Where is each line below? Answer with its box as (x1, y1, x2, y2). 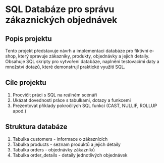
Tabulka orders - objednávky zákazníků (12, 146, 95, 152)
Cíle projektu (5, 78, 46, 87)
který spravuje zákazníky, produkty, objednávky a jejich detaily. (18, 53, 150, 59)
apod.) (12, 107, 27, 114)
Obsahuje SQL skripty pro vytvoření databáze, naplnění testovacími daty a (5, 59, 160, 64)
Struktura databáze (5, 123, 68, 131)
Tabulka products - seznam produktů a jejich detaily (12, 141, 121, 147)
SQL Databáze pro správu (5, 4, 115, 15)
